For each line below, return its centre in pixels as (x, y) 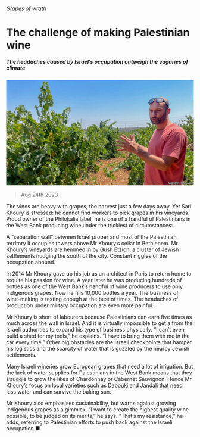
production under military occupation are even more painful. (80, 305)
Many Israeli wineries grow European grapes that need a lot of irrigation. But (100, 367)
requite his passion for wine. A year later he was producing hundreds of (94, 280)
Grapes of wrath (26, 8)
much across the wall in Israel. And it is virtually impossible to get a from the (99, 323)
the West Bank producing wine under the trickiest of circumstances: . (91, 226)
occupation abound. (31, 263)
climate (16, 68)
